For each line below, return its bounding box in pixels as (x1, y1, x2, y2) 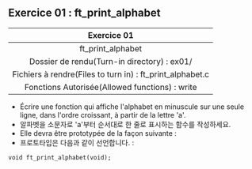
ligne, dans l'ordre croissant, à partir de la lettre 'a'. (19, 110, 186, 119)
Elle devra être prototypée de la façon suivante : (19, 128, 177, 137)
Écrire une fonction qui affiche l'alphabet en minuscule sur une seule (19, 102, 244, 111)
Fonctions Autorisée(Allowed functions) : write (24, 81, 197, 92)
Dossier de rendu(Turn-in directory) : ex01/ (29, 55, 193, 66)
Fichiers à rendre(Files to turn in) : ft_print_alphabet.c (12, 69, 210, 80)
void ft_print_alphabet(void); (8, 153, 112, 161)
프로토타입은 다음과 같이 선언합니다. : (19, 137, 135, 147)
